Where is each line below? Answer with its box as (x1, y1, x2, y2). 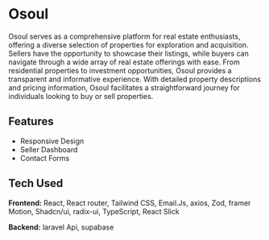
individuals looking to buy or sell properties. (8, 91, 154, 101)
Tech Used (8, 176, 64, 190)
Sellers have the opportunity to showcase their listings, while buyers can (8, 48, 250, 58)
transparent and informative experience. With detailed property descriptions (8, 74, 262, 84)
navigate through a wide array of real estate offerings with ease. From (8, 57, 240, 67)
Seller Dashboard (19, 144, 78, 154)
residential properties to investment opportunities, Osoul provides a (8, 65, 232, 75)
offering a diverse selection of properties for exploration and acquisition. (8, 39, 249, 49)
